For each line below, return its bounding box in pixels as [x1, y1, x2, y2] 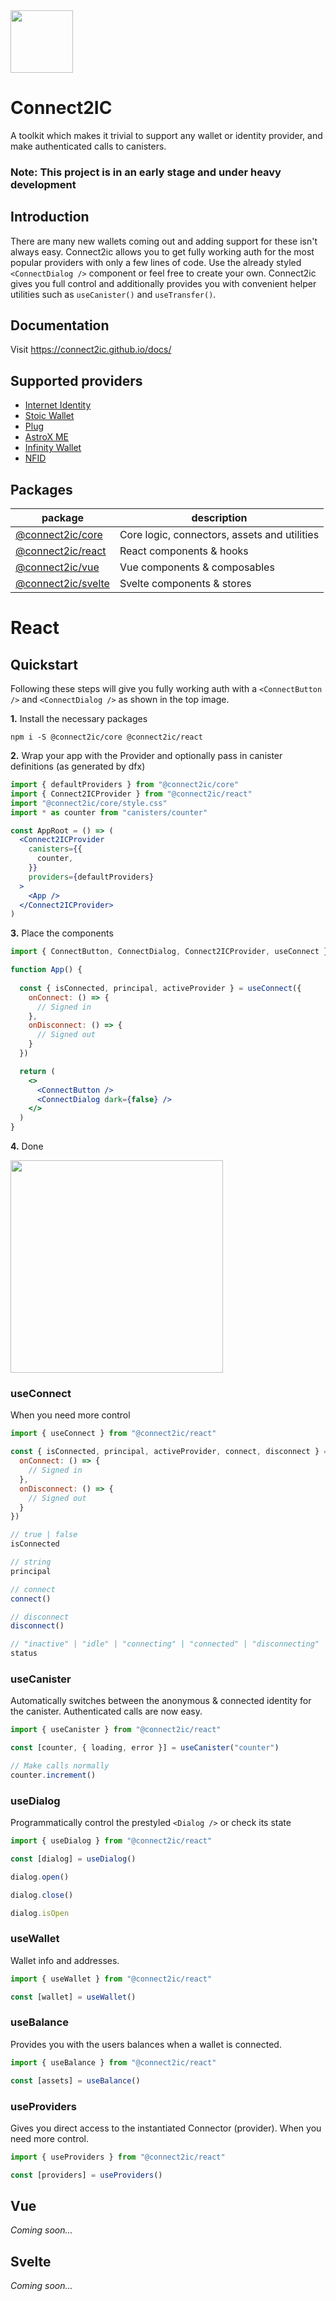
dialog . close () [10, 1890, 74, 1900]
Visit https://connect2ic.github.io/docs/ [10, 344, 172, 356]
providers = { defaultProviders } [28, 872, 155, 882]
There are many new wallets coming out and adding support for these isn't [10, 235, 318, 247]
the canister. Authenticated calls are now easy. [10, 1705, 203, 1718]
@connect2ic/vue [15, 560, 100, 574]
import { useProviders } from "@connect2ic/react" [10, 2152, 226, 2162]
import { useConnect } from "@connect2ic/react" [10, 1429, 217, 1439]
